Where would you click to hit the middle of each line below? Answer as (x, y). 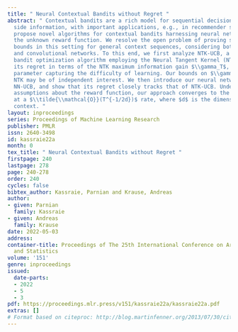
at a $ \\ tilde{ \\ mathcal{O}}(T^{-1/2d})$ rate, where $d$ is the (112, 100)
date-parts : (32, 277)
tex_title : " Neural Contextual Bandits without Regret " (95, 153)
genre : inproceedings (39, 265)
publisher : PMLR (31, 126)
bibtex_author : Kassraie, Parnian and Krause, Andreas (90, 192)
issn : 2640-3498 (31, 133)
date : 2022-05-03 (33, 231)
